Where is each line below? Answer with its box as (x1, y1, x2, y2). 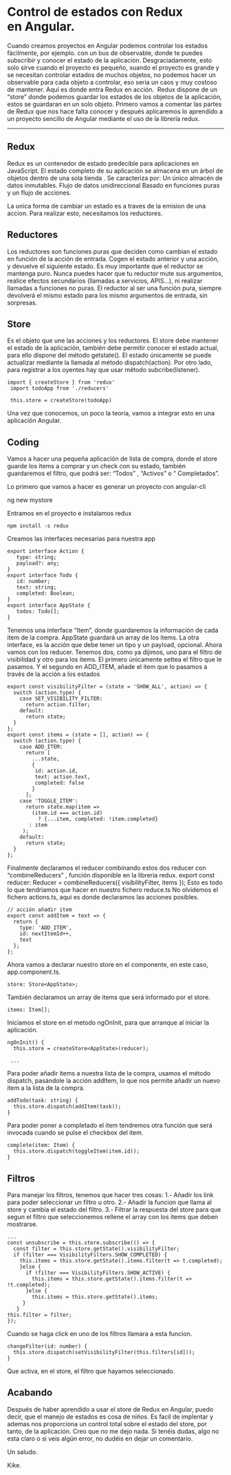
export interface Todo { (7, 572, 78, 579)
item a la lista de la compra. (7, 1084, 85, 1092)
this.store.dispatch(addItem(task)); (13, 1103, 122, 1111)
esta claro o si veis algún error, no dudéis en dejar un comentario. (7, 1434, 193, 1443)
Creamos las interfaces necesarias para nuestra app (7, 534, 156, 543)
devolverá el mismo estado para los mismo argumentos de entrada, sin (7, 291, 208, 299)
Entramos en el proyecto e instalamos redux (7, 510, 132, 518)
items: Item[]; (7, 1007, 51, 1014)
